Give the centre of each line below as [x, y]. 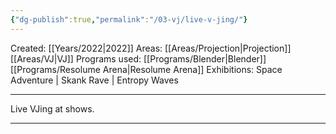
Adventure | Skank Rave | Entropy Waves [94, 80]
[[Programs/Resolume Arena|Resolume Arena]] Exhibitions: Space [146, 69]
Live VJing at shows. [52, 108]
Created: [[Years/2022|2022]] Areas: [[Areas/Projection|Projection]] [151, 48]
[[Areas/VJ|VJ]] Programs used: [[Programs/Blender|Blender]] [138, 58]
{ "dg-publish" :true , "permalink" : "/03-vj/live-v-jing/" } [129, 19]
